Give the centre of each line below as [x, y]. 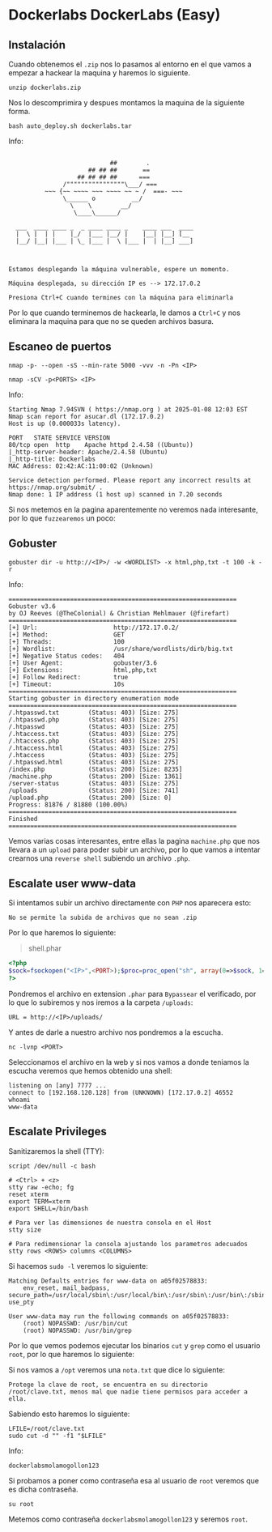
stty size [25, 1230]
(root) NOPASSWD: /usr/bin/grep [77, 1330]
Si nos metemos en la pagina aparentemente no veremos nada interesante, [133, 509]
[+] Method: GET [67, 634]
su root [21, 1504]
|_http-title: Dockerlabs [52, 459]
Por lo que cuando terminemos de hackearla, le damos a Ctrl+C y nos [125, 313]
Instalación [37, 45]
